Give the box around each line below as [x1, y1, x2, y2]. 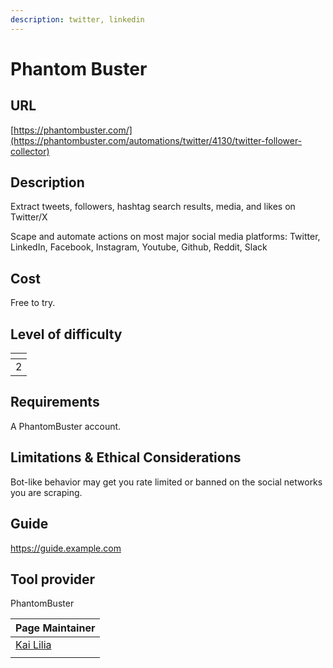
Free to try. [10, 297, 56, 309]
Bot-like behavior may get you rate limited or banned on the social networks [10, 476, 323, 488]
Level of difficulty [10, 326, 123, 343]
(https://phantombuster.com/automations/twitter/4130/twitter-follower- [10, 134, 303, 146]
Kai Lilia [15, 638, 52, 652]
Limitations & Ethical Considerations [10, 449, 242, 466]
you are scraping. [10, 486, 83, 498]
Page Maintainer [15, 621, 96, 635]
